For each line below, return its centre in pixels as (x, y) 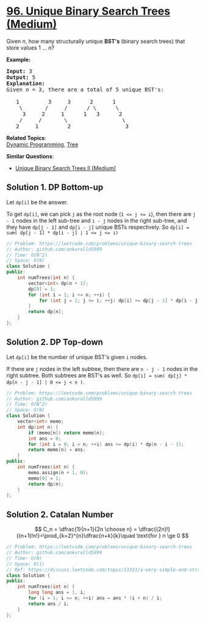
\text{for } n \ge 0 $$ (163, 536)
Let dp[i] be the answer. (37, 202)
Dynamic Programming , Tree (42, 144)
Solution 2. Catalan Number (60, 514)
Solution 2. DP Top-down (55, 342)
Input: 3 (19, 71)
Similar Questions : (30, 156)
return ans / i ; (49, 604)
